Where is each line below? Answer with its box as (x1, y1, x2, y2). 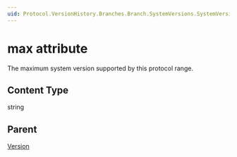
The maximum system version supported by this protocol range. (7, 64, 194, 73)
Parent (7, 123, 37, 135)
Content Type (7, 84, 69, 96)
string (7, 103, 25, 111)
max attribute (7, 40, 88, 56)
